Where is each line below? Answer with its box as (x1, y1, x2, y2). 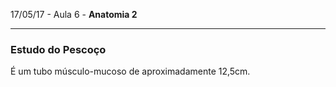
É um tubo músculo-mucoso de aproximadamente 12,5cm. (10, 65, 251, 78)
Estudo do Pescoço (10, 42, 107, 56)
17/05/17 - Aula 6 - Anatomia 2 (10, 9, 138, 20)
